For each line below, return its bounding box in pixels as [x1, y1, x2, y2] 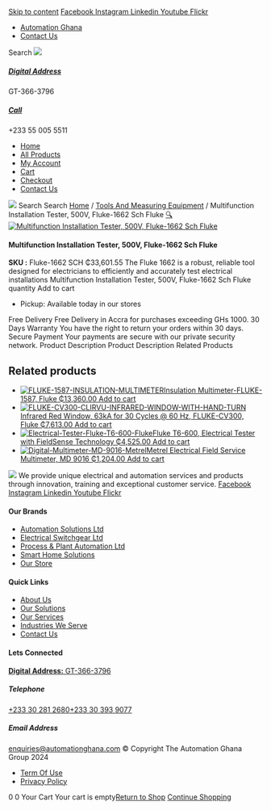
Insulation [164, 385, 196, 395]
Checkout [19, 175, 53, 185]
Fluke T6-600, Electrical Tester [152, 428, 256, 438]
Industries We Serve [19, 621, 88, 631]
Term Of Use [19, 767, 63, 778]
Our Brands [8, 506, 48, 516]
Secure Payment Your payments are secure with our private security [8, 332, 236, 342]
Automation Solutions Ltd [19, 524, 104, 534]
